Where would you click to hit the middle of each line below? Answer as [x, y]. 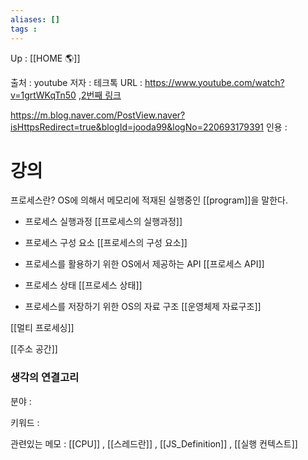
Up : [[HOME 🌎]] [45, 58]
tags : [24, 29]
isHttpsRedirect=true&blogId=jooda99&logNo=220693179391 [137, 127]
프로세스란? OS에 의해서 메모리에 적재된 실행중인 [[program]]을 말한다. [149, 200]
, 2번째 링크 [100, 95]
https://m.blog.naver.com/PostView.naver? [98, 115]
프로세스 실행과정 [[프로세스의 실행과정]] [103, 222]
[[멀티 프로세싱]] [42, 328]
